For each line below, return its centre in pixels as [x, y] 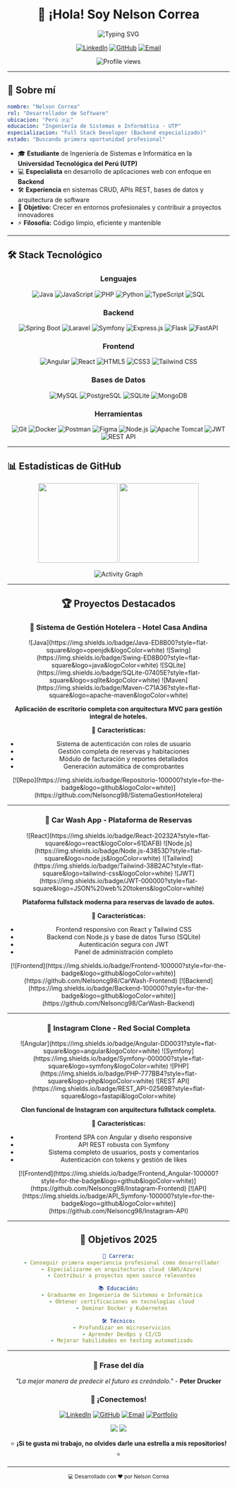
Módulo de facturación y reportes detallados [124, 759]
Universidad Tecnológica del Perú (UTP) [77, 163]
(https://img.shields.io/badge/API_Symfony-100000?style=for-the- [119, 1196]
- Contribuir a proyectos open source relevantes [121, 1276]
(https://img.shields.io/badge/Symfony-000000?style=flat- [119, 1058]
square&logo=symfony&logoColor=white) [108, 1066]
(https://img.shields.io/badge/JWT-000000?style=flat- [119, 880]
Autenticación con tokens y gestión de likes [124, 1160]
